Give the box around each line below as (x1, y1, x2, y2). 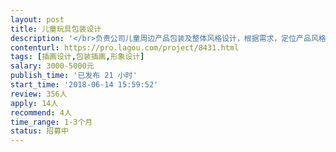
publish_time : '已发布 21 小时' (10, 71, 138, 81)
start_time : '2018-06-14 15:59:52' (10, 80, 159, 90)
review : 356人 (10, 89, 68, 99)
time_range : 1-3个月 (10, 117, 93, 127)
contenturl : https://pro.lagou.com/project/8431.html (10, 42, 240, 53)
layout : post (10, 14, 65, 25)
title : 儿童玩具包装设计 (10, 24, 102, 34)
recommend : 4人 (10, 107, 72, 118)
